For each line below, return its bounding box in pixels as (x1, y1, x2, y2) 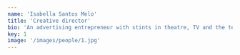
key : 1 (7, 30, 27, 38)
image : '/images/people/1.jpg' (7, 37, 101, 44)
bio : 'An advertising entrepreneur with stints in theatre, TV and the (7, 24, 225, 31)
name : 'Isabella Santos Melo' (7, 10, 98, 18)
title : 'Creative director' (7, 17, 91, 24)
